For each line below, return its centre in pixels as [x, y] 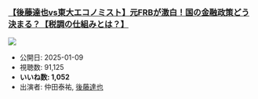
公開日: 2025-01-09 [51, 57]
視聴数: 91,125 [42, 68]
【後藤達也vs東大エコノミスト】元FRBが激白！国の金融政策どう [129, 12]
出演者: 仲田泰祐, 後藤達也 [61, 87]
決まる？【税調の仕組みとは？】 [69, 24]
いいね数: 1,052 [45, 77]
